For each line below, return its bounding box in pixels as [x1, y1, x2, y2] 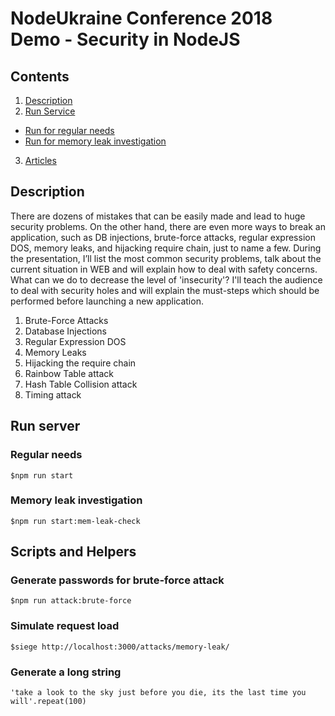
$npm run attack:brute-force [10, 596, 132, 606]
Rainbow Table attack [24, 367, 114, 379]
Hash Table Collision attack [24, 378, 138, 390]
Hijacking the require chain [24, 357, 137, 369]
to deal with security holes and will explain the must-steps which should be [10, 284, 320, 296]
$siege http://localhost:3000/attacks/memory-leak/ [10, 642, 230, 652]
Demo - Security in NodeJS [10, 28, 241, 51]
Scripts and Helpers [10, 543, 137, 561]
